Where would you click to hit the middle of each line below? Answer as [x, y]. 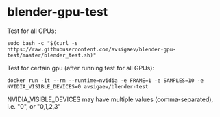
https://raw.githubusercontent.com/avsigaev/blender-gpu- [91, 49]
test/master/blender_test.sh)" [52, 55]
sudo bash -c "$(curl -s [42, 43]
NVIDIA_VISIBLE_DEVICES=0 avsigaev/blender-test [78, 86]
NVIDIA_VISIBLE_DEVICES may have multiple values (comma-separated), [110, 99]
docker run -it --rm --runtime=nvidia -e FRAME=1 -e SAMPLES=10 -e [106, 80]
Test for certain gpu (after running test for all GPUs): [81, 68]
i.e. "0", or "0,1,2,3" [34, 106]
